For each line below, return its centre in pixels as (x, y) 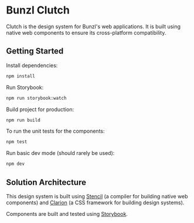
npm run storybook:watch (36, 98)
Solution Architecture (46, 182)
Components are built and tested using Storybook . (67, 214)
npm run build (23, 120)
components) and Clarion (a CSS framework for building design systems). (95, 202)
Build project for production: (40, 109)
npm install (21, 76)
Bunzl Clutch (38, 10)
